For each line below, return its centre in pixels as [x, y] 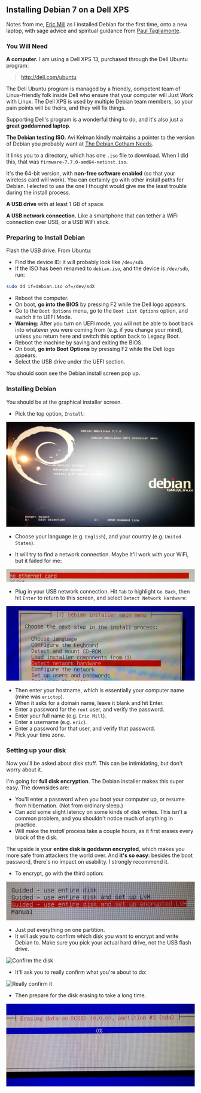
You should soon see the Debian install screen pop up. [73, 373]
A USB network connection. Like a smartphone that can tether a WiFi [92, 216]
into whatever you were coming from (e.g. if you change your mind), [99, 330]
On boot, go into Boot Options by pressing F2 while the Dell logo [95, 349]
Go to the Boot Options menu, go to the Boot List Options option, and [101, 311]
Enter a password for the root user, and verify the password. [89, 710]
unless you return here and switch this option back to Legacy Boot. [98, 336]
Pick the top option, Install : [50, 413]
